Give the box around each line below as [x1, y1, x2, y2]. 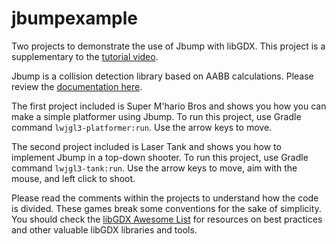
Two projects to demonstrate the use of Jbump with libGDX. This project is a [11, 40, 326, 52]
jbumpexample [11, 7, 138, 30]
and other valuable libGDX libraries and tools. [11, 223, 198, 236]
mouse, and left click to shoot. [11, 172, 136, 184]
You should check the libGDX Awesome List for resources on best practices [11, 213, 323, 225]
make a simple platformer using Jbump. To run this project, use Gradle [11, 110, 302, 122]
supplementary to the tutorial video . [11, 50, 159, 62]
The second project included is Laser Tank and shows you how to [11, 140, 282, 152]
